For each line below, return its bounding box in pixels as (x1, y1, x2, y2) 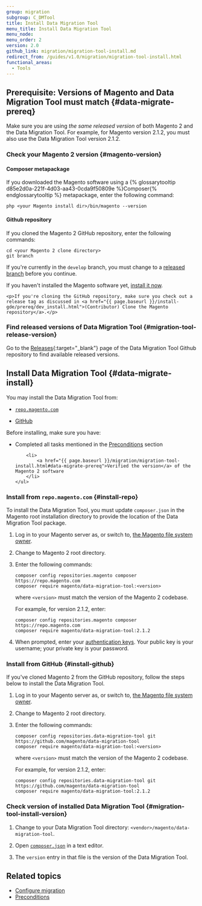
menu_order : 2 (6, 37, 42, 43)
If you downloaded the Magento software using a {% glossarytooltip (6, 179, 176, 186)
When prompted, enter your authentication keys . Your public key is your (14, 638, 194, 646)
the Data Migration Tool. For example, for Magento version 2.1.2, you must (6, 129, 190, 136)
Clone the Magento (122, 303, 169, 310)
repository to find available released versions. (6, 351, 119, 358)
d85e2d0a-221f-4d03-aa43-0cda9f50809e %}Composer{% (6, 185, 157, 192)
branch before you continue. (6, 270, 77, 277)
